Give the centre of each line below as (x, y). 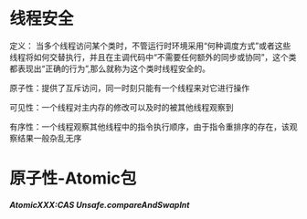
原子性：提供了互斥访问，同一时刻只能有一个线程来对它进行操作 (129, 88)
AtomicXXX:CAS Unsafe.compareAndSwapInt (100, 204)
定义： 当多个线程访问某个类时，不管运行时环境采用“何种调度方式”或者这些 (150, 46)
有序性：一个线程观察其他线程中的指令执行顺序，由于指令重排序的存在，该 (149, 126)
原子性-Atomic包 (73, 178)
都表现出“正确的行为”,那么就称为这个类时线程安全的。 (110, 68)
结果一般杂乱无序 (49, 138)
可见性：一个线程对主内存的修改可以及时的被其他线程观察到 (122, 107)
